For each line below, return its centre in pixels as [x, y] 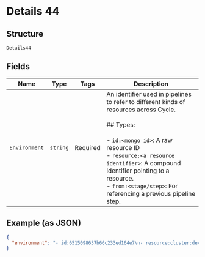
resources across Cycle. [141, 110]
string [59, 147]
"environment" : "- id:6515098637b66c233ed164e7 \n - [77, 243]
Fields [18, 66]
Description [151, 84]
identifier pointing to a [138, 171]
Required [88, 147]
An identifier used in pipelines [149, 94]
